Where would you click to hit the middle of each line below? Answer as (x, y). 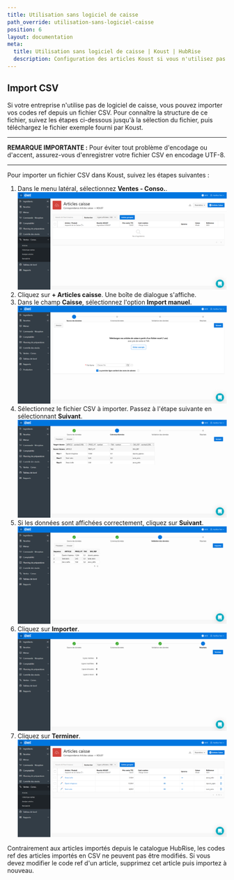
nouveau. (21, 871)
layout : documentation (40, 37)
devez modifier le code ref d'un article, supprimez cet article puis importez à (117, 863)
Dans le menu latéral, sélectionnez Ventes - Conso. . (92, 188)
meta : (15, 44)
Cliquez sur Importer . (48, 629)
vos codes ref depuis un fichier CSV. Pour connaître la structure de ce (108, 113)
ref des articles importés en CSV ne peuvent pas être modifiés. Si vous (109, 856)
